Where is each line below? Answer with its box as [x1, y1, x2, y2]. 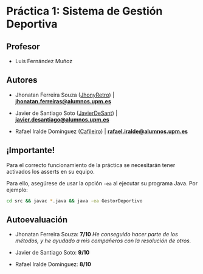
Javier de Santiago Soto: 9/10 [15, 249, 90, 256]
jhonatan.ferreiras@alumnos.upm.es [15, 97, 111, 104]
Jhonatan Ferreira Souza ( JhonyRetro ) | [15, 91, 114, 98]
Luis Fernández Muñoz [15, 58, 73, 64]
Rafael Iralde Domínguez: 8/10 [15, 261, 91, 268]
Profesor [6, 41, 41, 52]
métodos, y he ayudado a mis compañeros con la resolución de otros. [15, 237, 191, 244]
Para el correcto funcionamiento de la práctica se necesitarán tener [6, 161, 176, 168]
